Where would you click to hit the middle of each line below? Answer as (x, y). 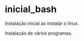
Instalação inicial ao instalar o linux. (42, 23)
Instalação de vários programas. (38, 33)
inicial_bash (31, 9)
